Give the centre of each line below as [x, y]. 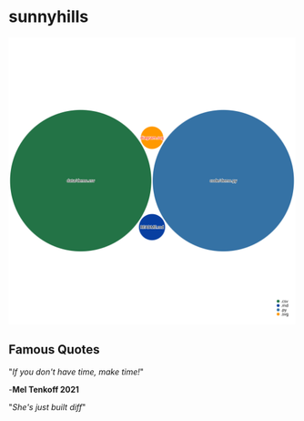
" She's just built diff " [47, 406]
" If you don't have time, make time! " [76, 372]
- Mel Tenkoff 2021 [44, 389]
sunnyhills [49, 17]
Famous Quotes [55, 349]
